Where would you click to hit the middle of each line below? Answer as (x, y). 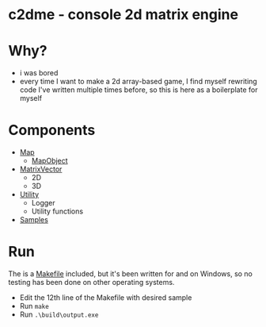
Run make (34, 306)
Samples (34, 220)
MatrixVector (41, 169)
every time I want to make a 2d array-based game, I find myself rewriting (138, 82)
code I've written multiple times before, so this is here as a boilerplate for (139, 90)
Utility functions (57, 211)
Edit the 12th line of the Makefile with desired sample (106, 298)
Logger (43, 203)
